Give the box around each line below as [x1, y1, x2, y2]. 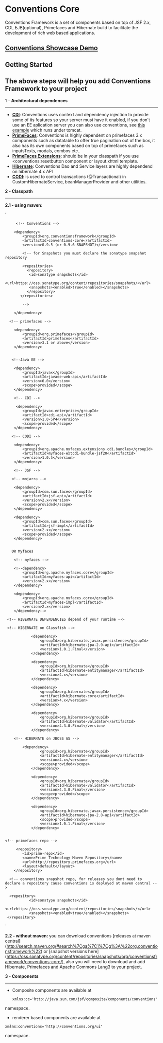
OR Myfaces [11, 549, 34, 554]
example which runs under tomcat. [12, 127, 82, 133]
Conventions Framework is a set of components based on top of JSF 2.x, [5, 19, 151, 25]
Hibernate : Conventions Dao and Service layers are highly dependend [12, 163, 153, 169]
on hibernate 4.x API [12, 168, 53, 174]
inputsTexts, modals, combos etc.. [12, 147, 81, 154]
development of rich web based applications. [5, 30, 96, 36]
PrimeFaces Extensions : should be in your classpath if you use [12, 153, 139, 159]
